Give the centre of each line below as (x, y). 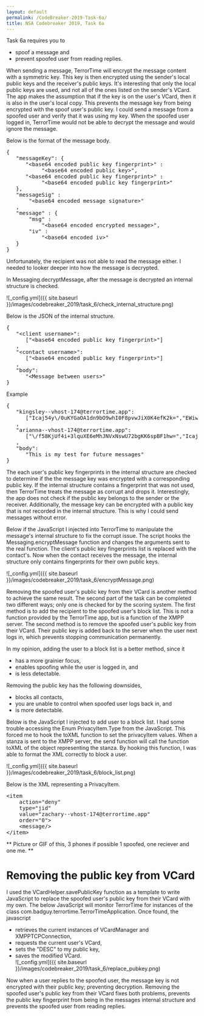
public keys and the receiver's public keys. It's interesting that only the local (101, 83)
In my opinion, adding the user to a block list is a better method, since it (96, 649)
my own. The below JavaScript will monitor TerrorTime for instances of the (100, 905)
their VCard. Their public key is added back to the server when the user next (102, 630)
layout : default (27, 12)
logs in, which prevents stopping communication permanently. (84, 637)
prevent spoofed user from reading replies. (69, 59)
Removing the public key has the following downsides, (74, 685)
